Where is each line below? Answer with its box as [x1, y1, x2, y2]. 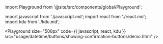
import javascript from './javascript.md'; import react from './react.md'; [4, 14, 147, 19]
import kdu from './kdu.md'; [4, 19, 60, 24]
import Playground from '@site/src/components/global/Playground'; [4, 4, 142, 10]
